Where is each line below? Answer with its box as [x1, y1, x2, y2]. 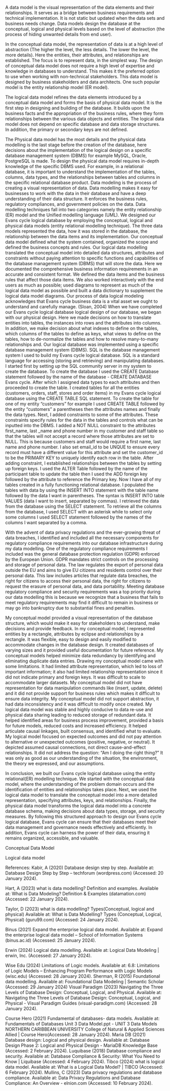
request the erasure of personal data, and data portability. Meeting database [5, 584, 164, 589]
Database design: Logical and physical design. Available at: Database [5, 1037, 150, 1043]
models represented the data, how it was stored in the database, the [5, 228, 148, 234]
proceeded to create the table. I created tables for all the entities [5, 384, 140, 391]
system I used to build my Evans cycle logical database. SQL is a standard [5, 352, 160, 358]
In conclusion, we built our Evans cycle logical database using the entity [5, 771, 155, 776]
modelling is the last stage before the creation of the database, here [5, 142, 147, 148]
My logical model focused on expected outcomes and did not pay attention [5, 733, 162, 740]
